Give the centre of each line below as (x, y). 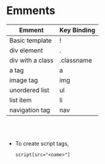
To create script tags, (42, 143)
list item (21, 100)
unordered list (29, 90)
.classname (76, 60)
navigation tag (30, 110)
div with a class (31, 60)
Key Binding (78, 30)
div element (26, 50)
